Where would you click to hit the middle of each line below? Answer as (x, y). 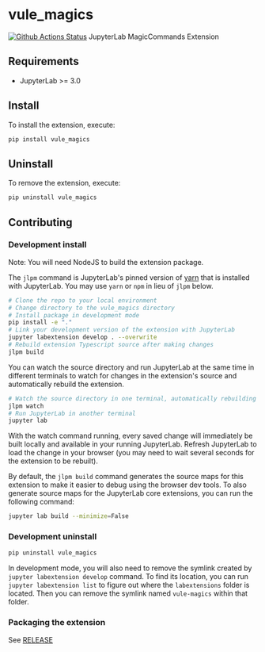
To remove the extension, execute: (64, 183)
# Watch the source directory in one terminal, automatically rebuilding (132, 398)
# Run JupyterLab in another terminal (72, 413)
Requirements (44, 61)
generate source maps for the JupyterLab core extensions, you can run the (131, 493)
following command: (42, 502)
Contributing (40, 222)
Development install (47, 245)
